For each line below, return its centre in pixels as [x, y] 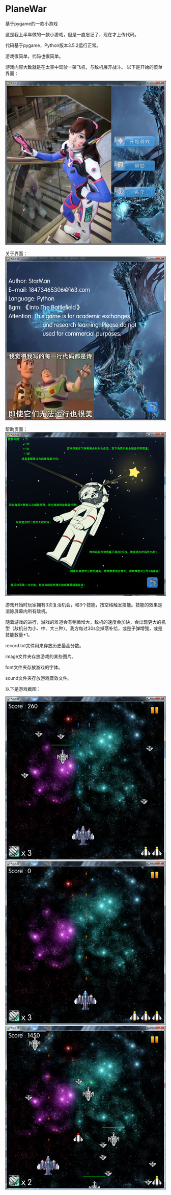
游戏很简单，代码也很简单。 [34, 56]
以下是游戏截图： [23, 689]
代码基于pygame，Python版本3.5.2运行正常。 [53, 45]
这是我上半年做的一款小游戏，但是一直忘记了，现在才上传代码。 [72, 34]
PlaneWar [26, 9]
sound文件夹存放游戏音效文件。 [39, 678]
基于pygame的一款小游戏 [32, 23]
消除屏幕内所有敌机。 [27, 611]
